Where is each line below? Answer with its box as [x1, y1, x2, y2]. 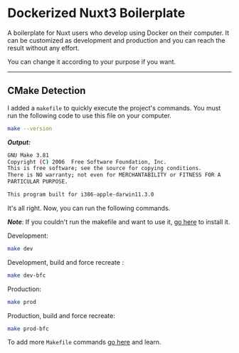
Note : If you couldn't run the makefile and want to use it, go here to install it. [7, 217, 230, 226]
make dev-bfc [7, 272, 46, 279]
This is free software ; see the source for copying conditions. [7, 165, 202, 172]
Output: [7, 137, 31, 147]
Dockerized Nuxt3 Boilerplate [7, 5, 186, 21]
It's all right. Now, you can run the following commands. [7, 204, 171, 212]
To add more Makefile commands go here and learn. [7, 338, 161, 347]
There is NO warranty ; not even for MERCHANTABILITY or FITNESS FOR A [7, 172, 221, 179]
